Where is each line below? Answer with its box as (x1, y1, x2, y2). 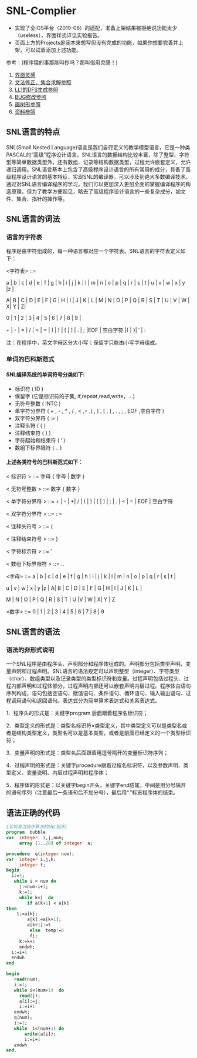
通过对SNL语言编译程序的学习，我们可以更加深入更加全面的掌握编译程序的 (6, 181, 186, 188)
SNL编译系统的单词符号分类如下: (6, 371, 85, 378)
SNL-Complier (6, 4, 77, 18)
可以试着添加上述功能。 (25, 46, 82, 54)
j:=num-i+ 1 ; (19, 884, 49, 890)
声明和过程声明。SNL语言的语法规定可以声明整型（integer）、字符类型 (11, 667, 180, 675)
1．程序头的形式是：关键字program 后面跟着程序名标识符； (6, 710, 148, 717)
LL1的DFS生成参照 (14, 86, 59, 93)
